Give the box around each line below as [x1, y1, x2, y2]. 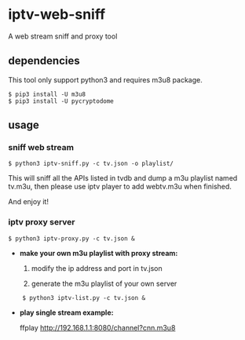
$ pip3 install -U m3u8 [8, 90, 86, 98]
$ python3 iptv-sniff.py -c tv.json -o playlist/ [8, 159, 174, 168]
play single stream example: [19, 308, 114, 317]
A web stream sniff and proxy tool [8, 31, 118, 41]
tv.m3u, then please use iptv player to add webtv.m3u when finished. [8, 182, 232, 192]
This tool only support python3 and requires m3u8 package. [8, 75, 203, 84]
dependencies [8, 54, 80, 68]
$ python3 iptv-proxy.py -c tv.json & [8, 234, 135, 243]
